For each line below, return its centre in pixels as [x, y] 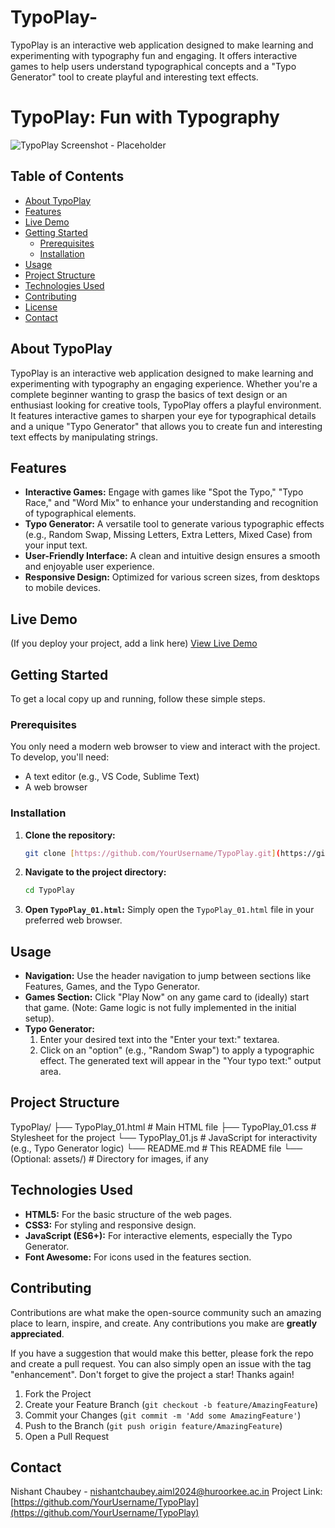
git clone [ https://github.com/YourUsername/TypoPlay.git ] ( [152, 853]
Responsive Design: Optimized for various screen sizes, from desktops [172, 577]
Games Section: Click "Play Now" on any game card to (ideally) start [167, 997]
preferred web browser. [73, 920]
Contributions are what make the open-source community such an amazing [166, 1312]
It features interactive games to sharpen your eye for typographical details [163, 415]
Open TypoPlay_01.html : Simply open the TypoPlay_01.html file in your [169, 910]
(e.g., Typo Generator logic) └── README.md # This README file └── [156, 1148]
